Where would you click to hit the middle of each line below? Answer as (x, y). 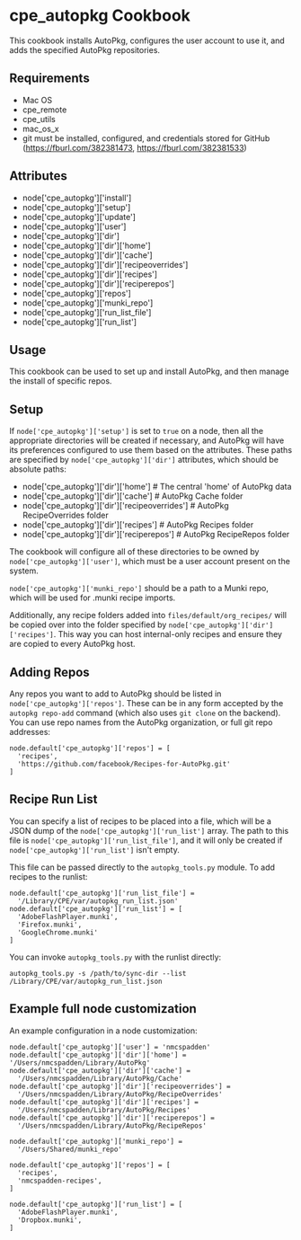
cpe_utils (39, 119)
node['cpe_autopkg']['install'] (77, 198)
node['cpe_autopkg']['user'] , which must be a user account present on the (150, 562)
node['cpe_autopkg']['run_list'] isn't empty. (94, 849)
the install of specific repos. (61, 381)
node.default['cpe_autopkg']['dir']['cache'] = (100, 1070)
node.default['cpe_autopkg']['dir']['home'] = (98, 1055)
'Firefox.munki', (50, 925)
